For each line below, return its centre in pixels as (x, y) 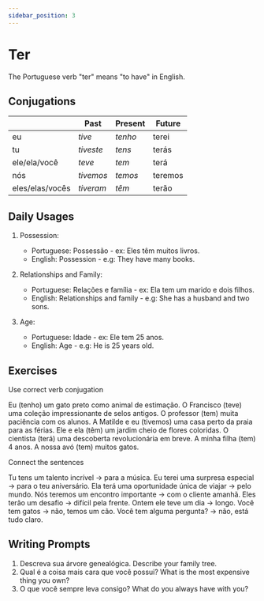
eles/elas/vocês (41, 188)
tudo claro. (26, 520)
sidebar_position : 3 (42, 15)
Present (130, 123)
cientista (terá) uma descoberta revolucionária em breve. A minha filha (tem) (132, 438)
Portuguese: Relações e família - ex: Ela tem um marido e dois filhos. (143, 290)
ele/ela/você (35, 163)
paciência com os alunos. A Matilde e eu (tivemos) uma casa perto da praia (130, 421)
